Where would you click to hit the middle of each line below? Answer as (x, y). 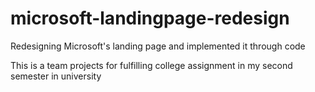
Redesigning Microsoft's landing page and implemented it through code (158, 46)
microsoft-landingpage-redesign (150, 18)
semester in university (56, 76)
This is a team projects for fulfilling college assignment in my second (151, 65)
